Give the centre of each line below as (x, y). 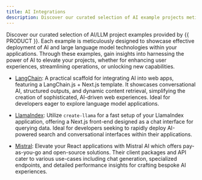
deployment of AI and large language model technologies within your (92, 47)
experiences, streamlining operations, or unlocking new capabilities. (91, 66)
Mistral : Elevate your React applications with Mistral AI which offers (98, 146)
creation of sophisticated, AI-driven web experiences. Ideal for (92, 97)
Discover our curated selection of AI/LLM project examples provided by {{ (98, 34)
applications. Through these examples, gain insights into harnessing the (95, 53)
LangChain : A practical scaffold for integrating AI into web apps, (94, 78)
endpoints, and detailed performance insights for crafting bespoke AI (100, 165)
